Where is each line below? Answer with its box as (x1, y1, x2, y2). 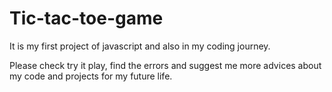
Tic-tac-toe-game (9, 7, 164, 30)
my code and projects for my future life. (9, 70, 173, 82)
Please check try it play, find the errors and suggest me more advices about (9, 59, 322, 71)
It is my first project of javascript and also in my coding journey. (9, 40, 271, 52)
